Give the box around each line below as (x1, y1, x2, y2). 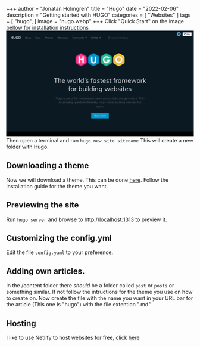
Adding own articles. (6, 266, 85, 276)
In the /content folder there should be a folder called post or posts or (6, 282, 174, 289)
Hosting (6, 318, 37, 329)
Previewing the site (6, 200, 79, 210)
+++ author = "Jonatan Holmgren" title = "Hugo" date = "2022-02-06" (6, 5, 179, 12)
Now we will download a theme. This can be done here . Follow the (6, 176, 169, 184)
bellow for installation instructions (6, 24, 89, 31)
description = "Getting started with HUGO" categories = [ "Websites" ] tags (6, 11, 191, 18)
